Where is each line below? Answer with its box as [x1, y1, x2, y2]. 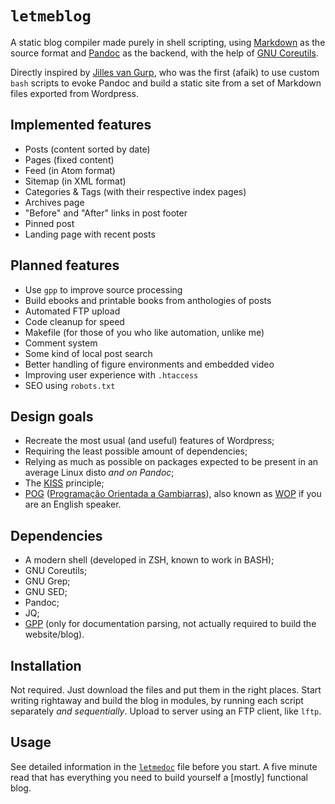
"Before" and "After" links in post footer [24, 207, 188, 219]
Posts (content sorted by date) [24, 143, 151, 155]
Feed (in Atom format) [24, 164, 116, 176]
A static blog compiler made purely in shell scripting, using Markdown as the [10, 36, 326, 48]
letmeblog [10, 7, 92, 26]
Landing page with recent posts [24, 228, 156, 240]
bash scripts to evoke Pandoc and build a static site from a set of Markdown [10, 77, 322, 89]
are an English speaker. [24, 498, 122, 511]
